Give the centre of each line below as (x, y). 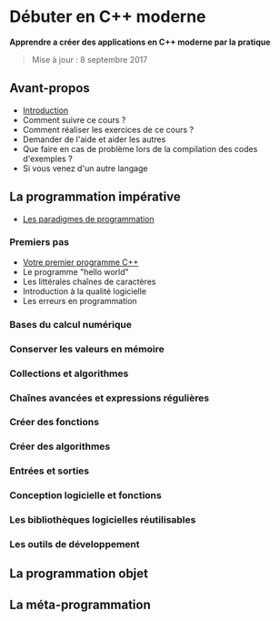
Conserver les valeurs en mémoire (87, 349)
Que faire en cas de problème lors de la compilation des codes (140, 148)
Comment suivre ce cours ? (74, 119)
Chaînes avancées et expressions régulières (110, 398)
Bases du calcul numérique (70, 324)
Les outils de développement (75, 545)
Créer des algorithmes (60, 446)
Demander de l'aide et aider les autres (94, 139)
